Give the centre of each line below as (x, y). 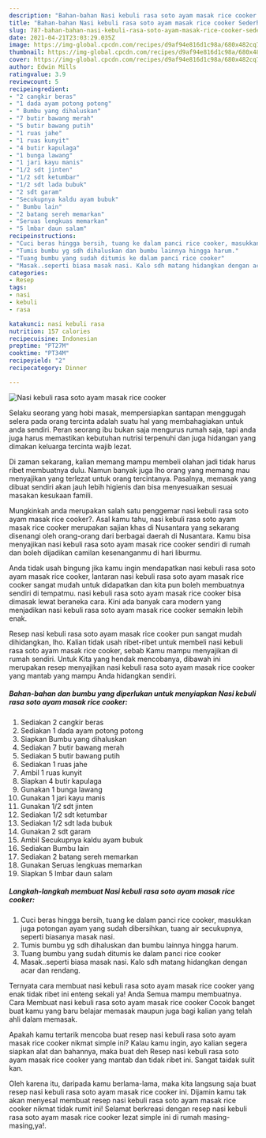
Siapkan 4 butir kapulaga (61, 781)
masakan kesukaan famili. (51, 495)
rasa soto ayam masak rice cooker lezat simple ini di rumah (105, 1117)
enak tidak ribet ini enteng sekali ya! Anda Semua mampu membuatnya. (125, 994)
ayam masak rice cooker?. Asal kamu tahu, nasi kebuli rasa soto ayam (122, 519)
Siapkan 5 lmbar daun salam (66, 873)
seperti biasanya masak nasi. (67, 936)
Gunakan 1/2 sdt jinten (57, 806)
